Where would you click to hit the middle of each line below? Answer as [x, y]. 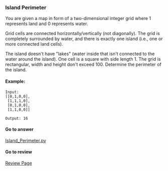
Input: [12, 92]
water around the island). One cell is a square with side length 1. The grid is [83, 59]
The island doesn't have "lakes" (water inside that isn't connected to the [80, 54]
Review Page [19, 163]
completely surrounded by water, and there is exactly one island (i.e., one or [84, 39]
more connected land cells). [34, 44]
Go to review [19, 152]
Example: [15, 81]
